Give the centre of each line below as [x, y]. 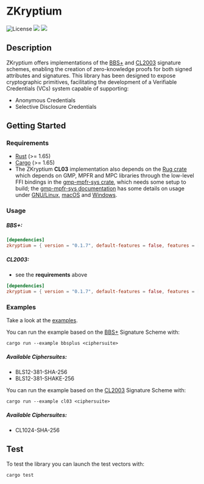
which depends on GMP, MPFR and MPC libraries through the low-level [104, 176]
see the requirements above [51, 275]
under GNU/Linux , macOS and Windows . [66, 195]
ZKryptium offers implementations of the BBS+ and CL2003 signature [94, 63]
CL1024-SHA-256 [37, 430]
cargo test [20, 475]
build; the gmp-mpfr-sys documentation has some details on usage [100, 188]
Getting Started [36, 126]
